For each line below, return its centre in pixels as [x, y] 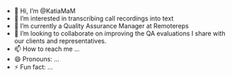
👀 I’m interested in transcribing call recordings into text [94, 18]
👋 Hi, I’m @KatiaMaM [45, 11]
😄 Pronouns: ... [37, 59]
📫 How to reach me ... [47, 49]
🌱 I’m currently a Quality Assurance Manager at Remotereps [101, 26]
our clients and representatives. [60, 41]
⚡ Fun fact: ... [33, 67]
